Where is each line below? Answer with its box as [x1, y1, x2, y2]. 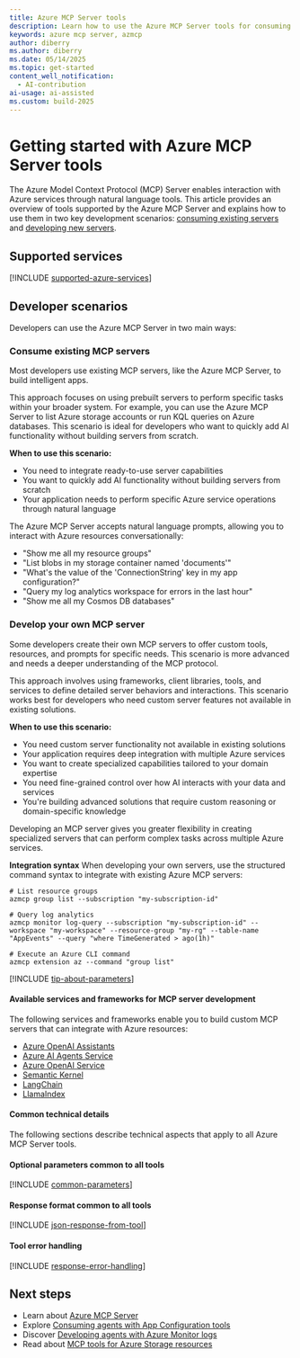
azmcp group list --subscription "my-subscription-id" [9, 894, 219, 904]
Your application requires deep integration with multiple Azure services [22, 748, 286, 759]
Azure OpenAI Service [22, 1059, 105, 1070]
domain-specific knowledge [22, 806, 127, 817]
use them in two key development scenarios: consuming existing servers [9, 213, 279, 224]
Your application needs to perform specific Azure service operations [22, 494, 277, 505]
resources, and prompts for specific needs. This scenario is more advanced [9, 648, 290, 659]
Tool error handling [9, 1240, 83, 1251]
